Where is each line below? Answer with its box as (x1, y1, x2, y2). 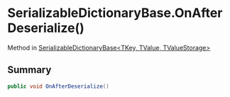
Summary (7, 64, 52, 76)
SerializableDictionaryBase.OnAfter (7, 5, 223, 21)
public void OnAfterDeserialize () (7, 83, 110, 90)
